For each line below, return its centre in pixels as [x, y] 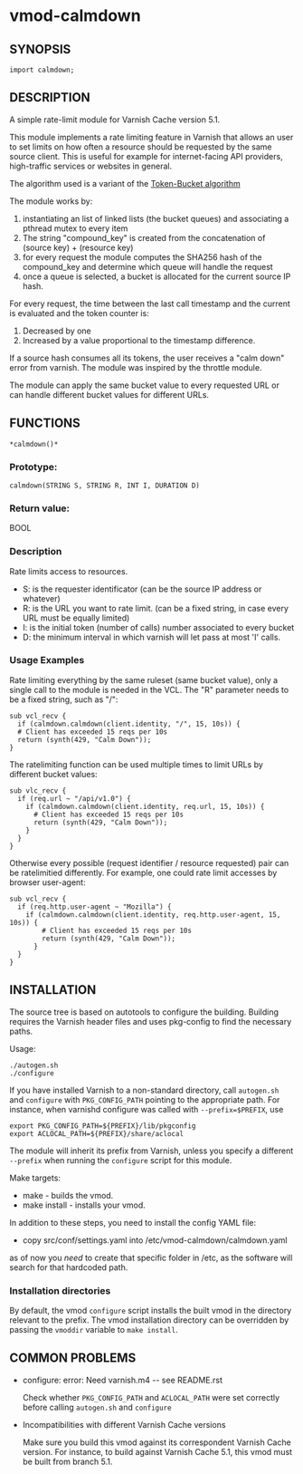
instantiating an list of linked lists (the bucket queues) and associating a [156, 218]
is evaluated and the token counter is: [79, 313]
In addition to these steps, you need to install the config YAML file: [133, 1222]
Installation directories [60, 1290]
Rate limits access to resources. [69, 571]
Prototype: [33, 467]
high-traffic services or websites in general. [91, 166]
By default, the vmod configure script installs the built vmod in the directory [151, 1310]
